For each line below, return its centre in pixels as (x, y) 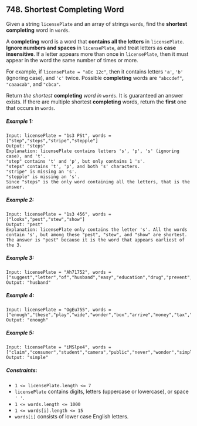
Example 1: (20, 121)
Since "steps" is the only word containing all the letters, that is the (98, 182)
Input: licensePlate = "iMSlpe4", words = (59, 347)
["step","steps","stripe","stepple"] (52, 140)
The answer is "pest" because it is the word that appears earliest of (95, 240)
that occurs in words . (31, 108)
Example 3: (20, 258)
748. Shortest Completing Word (65, 10)
